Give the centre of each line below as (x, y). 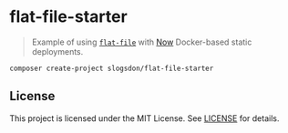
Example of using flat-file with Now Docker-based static (142, 42)
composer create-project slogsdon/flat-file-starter (112, 68)
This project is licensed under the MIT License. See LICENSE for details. (144, 118)
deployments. (57, 51)
